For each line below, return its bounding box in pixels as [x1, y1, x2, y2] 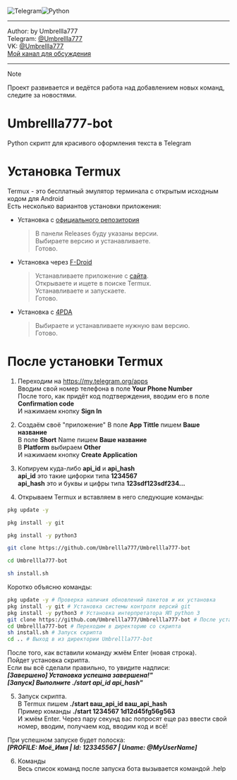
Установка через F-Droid [17, 257, 92, 266]
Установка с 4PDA [17, 307, 73, 316]
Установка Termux [7, 164, 121, 180]
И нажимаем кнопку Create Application [17, 450, 138, 458]
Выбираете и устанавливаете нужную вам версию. [35, 321, 190, 329]
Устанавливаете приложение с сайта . [35, 272, 150, 280]
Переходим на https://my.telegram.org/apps [17, 377, 148, 385]
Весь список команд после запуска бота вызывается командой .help [17, 764, 226, 773]
